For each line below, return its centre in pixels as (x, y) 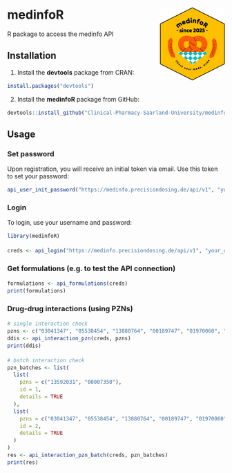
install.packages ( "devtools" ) (51, 86)
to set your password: (38, 176)
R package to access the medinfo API (60, 34)
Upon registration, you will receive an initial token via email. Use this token (113, 169)
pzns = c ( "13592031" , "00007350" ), (71, 382)
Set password (31, 154)
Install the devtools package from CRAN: (76, 72)
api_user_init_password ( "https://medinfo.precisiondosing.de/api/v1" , (111, 190)
